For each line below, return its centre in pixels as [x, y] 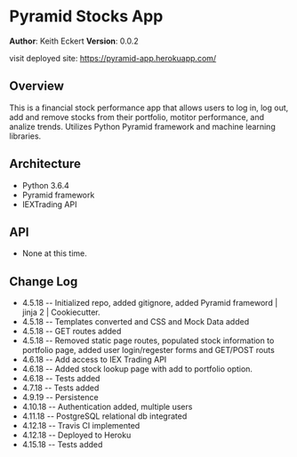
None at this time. [54, 253]
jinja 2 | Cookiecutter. [61, 312]
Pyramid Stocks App [86, 16]
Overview [37, 86]
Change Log [44, 281]
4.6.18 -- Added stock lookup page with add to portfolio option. [137, 369]
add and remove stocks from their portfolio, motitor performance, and [137, 116]
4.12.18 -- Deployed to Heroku [76, 435]
